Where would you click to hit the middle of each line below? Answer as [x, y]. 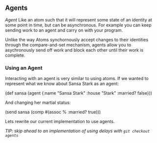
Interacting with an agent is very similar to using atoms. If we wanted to [77, 79]
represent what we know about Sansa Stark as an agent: [62, 84]
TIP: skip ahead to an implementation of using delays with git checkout [78, 131]
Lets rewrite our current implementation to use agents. [60, 122]
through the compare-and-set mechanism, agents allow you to [68, 45]
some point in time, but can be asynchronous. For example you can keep [78, 25]
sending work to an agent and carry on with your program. [64, 30]
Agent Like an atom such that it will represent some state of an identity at [79, 20]
